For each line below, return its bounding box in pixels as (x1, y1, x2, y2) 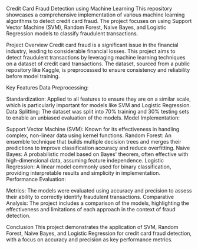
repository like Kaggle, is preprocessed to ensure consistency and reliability (6, 67, 190, 73)
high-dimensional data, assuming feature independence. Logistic (6, 157, 164, 164)
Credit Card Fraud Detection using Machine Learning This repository (6, 5, 173, 12)
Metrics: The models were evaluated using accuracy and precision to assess (6, 187, 192, 194)
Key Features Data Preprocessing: (6, 84, 89, 91)
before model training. (6, 73, 60, 79)
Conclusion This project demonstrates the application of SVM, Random (6, 224, 179, 230)
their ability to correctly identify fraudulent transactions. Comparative (6, 194, 174, 200)
